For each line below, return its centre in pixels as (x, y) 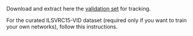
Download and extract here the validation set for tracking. (79, 9)
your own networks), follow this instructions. (62, 27)
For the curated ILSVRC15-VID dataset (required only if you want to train (96, 20)
